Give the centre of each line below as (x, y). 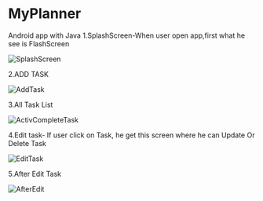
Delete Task (27, 143)
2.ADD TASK (29, 74)
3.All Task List (31, 104)
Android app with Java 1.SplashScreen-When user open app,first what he (127, 35)
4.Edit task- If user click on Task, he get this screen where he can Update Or (131, 135)
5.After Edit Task (35, 174)
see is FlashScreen (39, 43)
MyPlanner (45, 14)
